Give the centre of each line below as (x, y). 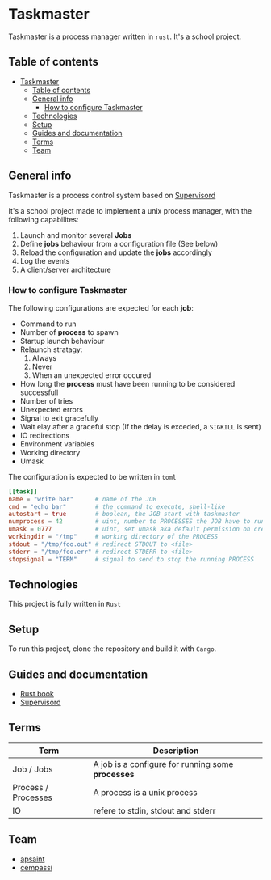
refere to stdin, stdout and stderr (154, 810)
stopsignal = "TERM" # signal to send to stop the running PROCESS (131, 559)
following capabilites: (44, 219)
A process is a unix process (145, 792)
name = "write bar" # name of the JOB (83, 499)
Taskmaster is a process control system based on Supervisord (112, 195)
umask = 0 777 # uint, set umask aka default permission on (129, 529)
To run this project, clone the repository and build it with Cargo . (113, 649)
